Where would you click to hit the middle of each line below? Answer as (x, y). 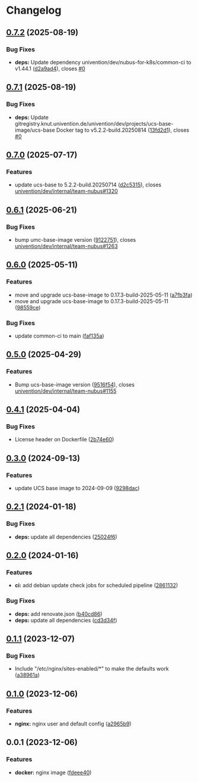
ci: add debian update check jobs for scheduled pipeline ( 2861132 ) (96, 585)
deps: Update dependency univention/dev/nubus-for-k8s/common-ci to (103, 62)
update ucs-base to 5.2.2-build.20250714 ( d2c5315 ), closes (88, 185)
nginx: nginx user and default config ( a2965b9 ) (73, 724)
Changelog (34, 10)
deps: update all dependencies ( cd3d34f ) (66, 620)
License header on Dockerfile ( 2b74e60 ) (64, 440)
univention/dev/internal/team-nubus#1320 (66, 191)
